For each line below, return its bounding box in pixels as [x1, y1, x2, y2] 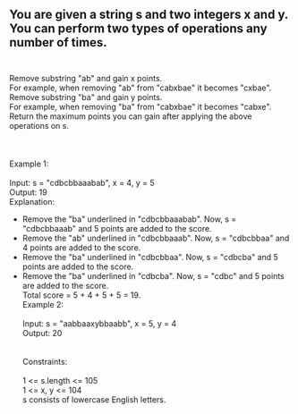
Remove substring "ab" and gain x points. [9, 72, 163, 83]
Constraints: [21, 356, 68, 367]
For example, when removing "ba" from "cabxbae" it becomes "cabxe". [9, 101, 272, 112]
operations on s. [9, 120, 70, 131]
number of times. [9, 35, 107, 50]
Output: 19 [9, 187, 47, 198]
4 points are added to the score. [21, 241, 141, 253]
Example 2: [21, 299, 64, 309]
